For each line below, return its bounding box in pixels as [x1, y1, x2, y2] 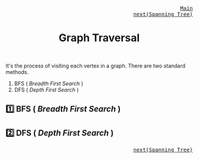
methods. [5, 68, 29, 76]
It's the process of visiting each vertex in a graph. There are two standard [5, 62, 185, 69]
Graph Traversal [58, 31, 140, 45]
